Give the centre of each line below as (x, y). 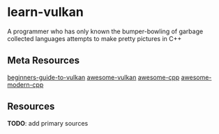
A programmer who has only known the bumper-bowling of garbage (105, 31)
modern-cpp (25, 85)
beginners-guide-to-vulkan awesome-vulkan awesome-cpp (93, 77)
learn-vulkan (45, 12)
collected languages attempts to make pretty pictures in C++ (95, 38)
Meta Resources (44, 61)
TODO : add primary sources (48, 123)
